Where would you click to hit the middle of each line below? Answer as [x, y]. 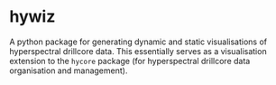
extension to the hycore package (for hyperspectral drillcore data [130, 61]
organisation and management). [69, 71]
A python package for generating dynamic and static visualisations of [138, 42]
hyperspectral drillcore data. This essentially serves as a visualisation [138, 51]
